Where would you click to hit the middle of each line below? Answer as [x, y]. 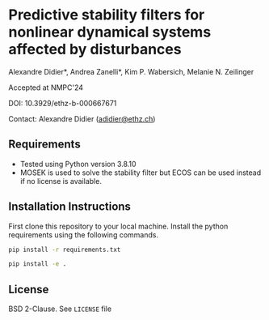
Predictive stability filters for [107, 15]
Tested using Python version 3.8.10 [78, 164]
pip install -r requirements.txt [65, 250]
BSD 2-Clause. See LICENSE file [60, 309]
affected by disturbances [95, 49]
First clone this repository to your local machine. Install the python [118, 226]
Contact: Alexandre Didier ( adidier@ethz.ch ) [82, 118]
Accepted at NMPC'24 [46, 87]
